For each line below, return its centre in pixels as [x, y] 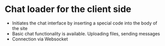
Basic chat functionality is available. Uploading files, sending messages [86, 33]
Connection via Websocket [40, 39]
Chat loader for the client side [68, 9]
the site [20, 28]
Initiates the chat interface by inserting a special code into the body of [85, 23]
